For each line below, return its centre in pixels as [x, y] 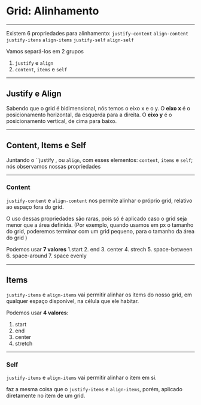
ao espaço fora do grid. [35, 207]
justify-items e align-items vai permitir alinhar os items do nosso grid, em [99, 295]
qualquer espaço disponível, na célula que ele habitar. [73, 301]
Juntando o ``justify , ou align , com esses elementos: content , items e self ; [100, 160]
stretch [24, 343]
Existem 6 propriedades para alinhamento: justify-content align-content [97, 33]
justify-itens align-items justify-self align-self [70, 40]
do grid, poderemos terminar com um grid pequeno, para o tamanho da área [100, 231]
